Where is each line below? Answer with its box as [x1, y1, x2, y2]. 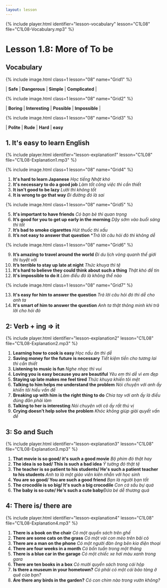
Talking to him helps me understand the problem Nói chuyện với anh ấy [12, 382, 162, 388]
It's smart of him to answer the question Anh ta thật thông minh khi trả [12, 302, 160, 308]
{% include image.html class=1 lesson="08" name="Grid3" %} [5, 115, 133, 120]
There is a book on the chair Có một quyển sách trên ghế [12, 529, 131, 535]
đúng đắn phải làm [12, 398, 52, 404]
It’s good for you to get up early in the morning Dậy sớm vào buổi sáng [12, 217, 161, 223]
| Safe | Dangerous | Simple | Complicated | [5, 86, 97, 92]
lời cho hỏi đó [12, 308, 41, 314]
